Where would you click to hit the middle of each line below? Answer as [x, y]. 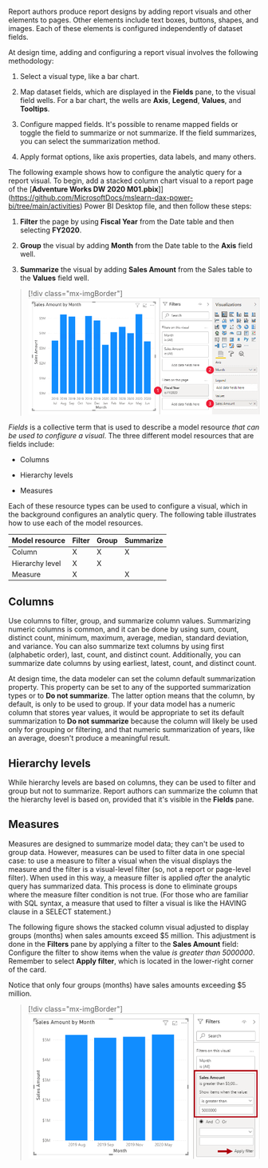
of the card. [28, 969]
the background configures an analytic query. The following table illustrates [132, 514]
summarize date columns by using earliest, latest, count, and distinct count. [132, 663]
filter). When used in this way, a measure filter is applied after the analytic [130, 877]
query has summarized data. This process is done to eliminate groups [123, 886]
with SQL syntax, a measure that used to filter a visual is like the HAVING [128, 903]
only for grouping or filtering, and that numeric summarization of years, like [132, 730]
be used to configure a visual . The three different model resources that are [131, 435]
